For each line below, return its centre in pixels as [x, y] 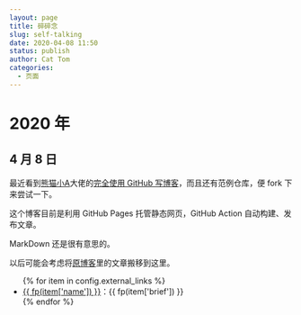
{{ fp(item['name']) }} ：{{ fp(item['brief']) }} [103, 291]
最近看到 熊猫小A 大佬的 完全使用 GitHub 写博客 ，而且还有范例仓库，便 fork [146, 183]
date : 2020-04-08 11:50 [54, 43]
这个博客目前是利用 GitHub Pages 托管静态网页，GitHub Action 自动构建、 [147, 213]
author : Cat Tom [40, 59]
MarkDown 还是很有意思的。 [62, 243]
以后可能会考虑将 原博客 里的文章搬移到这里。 [92, 263]
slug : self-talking [46, 34]
